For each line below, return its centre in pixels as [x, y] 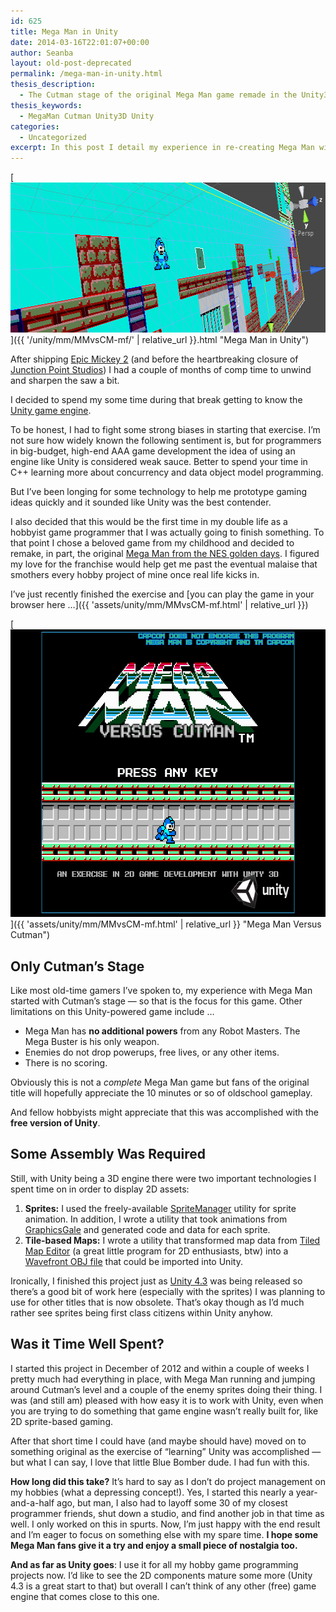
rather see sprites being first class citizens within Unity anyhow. [141, 1312]
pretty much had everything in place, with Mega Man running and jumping [163, 1379]
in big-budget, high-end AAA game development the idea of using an [153, 451]
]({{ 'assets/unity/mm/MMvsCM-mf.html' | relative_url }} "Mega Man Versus [166, 924]
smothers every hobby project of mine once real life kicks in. [135, 575]
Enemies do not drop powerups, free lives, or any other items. [152, 1052]
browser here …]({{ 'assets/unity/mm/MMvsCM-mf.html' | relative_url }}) [159, 605]
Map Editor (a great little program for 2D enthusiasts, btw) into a [156, 1251]
